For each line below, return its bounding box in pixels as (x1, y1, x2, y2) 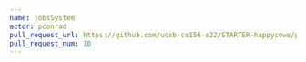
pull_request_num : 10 (9, 38, 92, 48)
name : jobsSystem (9, 13, 76, 23)
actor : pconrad (9, 22, 67, 31)
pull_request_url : (9, 30, 79, 39)
